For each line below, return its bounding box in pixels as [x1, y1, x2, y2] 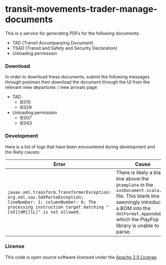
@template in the [116, 181, 154, 188]
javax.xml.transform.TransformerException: [7, 189, 112, 195]
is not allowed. [42, 209, 82, 215]
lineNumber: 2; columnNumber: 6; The [7, 199, 96, 205]
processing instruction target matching [7, 204, 104, 210]
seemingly [116, 198, 140, 205]
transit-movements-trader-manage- [5, 3, 158, 15]
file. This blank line [116, 192, 160, 199]
